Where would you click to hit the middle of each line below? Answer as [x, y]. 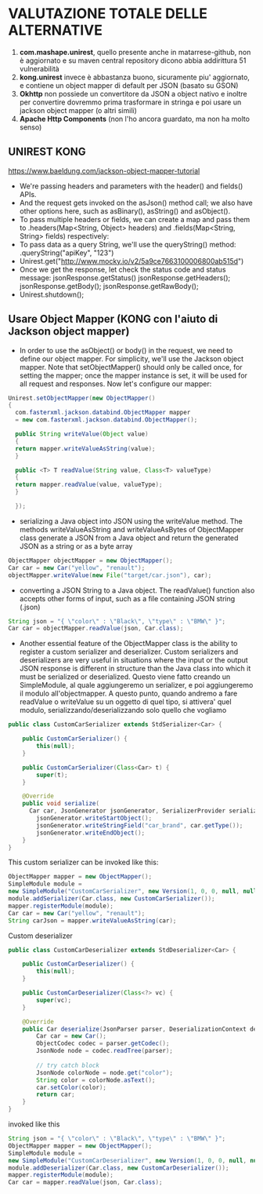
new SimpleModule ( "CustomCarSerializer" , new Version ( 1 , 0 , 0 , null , [124, 892]
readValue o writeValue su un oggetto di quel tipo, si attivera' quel [126, 702]
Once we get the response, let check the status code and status [122, 269]
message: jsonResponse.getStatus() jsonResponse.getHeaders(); [125, 278]
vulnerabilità [40, 68]
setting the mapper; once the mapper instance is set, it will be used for [133, 375]
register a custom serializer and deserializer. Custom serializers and [129, 652]
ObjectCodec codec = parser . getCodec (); [103, 1044]
